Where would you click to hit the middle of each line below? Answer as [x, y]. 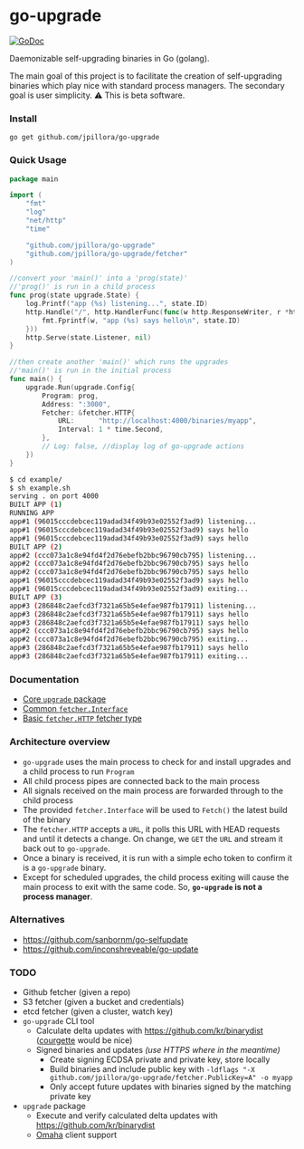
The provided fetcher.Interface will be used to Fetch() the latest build [155, 809]
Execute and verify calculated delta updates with [127, 1115]
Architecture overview [60, 742]
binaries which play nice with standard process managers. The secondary [147, 85]
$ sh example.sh [40, 488]
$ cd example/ [36, 479]
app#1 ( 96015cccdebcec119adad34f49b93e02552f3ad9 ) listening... [133, 522]
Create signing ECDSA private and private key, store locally [160, 1059]
